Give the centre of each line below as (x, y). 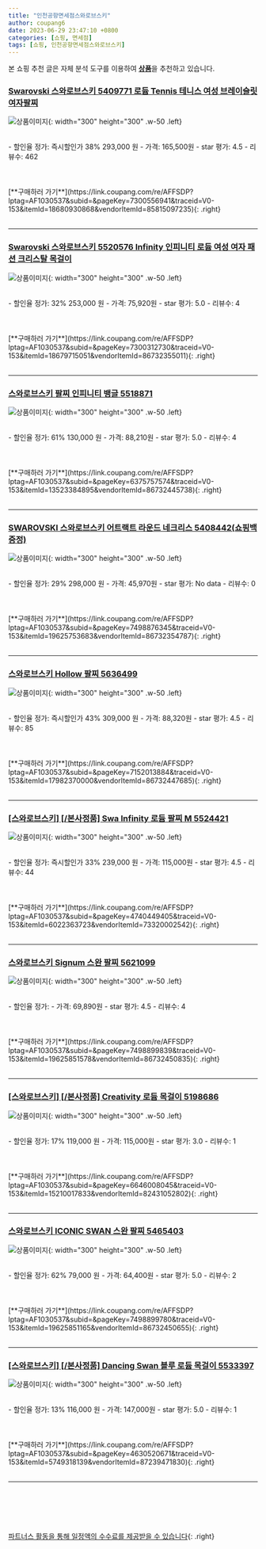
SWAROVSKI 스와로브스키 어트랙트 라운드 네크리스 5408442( (122, 528)
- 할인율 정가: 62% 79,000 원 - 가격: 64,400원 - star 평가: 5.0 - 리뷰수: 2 (122, 1275)
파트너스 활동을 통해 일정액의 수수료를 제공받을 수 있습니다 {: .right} (112, 1536)
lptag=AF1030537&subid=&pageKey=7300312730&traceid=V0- (111, 347)
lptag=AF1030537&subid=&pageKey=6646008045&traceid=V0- (113, 1185)
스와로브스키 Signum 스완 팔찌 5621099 (82, 962)
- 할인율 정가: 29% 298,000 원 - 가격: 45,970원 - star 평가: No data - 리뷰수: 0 (132, 584)
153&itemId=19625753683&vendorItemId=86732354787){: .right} (115, 636)
